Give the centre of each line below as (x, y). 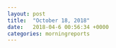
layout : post (27, 14)
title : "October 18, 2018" (49, 20)
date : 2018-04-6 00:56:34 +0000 (58, 27)
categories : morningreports (49, 34)
